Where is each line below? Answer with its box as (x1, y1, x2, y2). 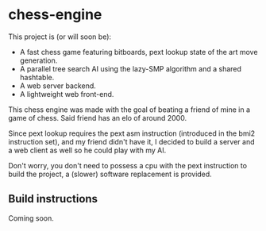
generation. (19, 56, 58, 65)
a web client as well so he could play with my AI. (8, 145, 167, 155)
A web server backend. (19, 81, 97, 90)
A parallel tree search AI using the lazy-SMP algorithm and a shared (19, 64, 242, 73)
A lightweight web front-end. (19, 89, 114, 98)
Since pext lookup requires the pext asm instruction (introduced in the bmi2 (8, 129, 256, 138)
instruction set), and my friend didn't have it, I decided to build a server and (8, 137, 255, 146)
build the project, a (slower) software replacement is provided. (8, 169, 212, 179)
